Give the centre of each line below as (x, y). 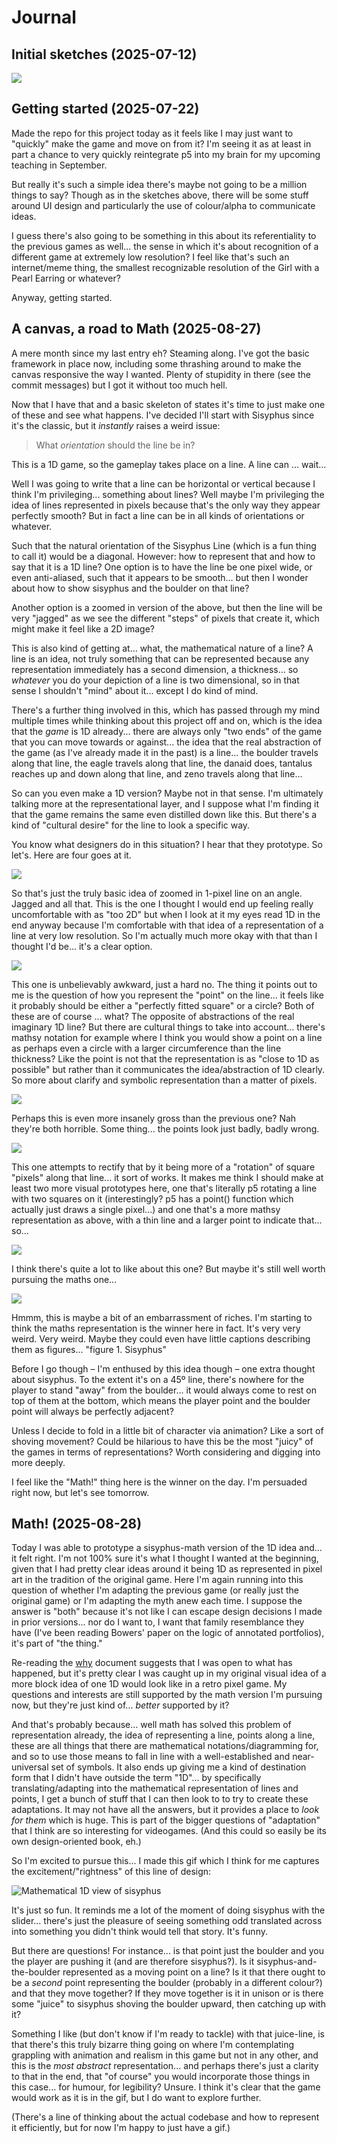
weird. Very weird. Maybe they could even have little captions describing (161, 1338)
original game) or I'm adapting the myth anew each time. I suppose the (157, 1601)
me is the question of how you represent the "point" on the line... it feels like (167, 995)
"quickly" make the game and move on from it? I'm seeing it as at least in (161, 143)
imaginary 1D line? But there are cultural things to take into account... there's (168, 1027)
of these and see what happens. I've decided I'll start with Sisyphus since (163, 415)
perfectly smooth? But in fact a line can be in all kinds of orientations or (158, 515)
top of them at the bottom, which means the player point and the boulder (161, 1400)
